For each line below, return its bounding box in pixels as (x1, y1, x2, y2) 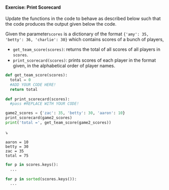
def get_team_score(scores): (5, 72, 68, 78)
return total (10, 87, 38, 92)
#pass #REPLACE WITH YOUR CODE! (10, 101, 80, 106)
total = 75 (5, 153, 29, 158)
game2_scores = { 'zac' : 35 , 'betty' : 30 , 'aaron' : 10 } (5, 110, 125, 116)
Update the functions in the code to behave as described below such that (5, 15, 161, 22)
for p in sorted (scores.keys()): (5, 176, 77, 182)
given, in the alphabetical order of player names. (12, 63, 116, 69)
